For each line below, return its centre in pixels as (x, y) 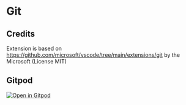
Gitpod (20, 81)
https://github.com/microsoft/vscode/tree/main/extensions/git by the (93, 55)
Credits (21, 34)
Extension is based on (34, 48)
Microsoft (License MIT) (37, 61)
